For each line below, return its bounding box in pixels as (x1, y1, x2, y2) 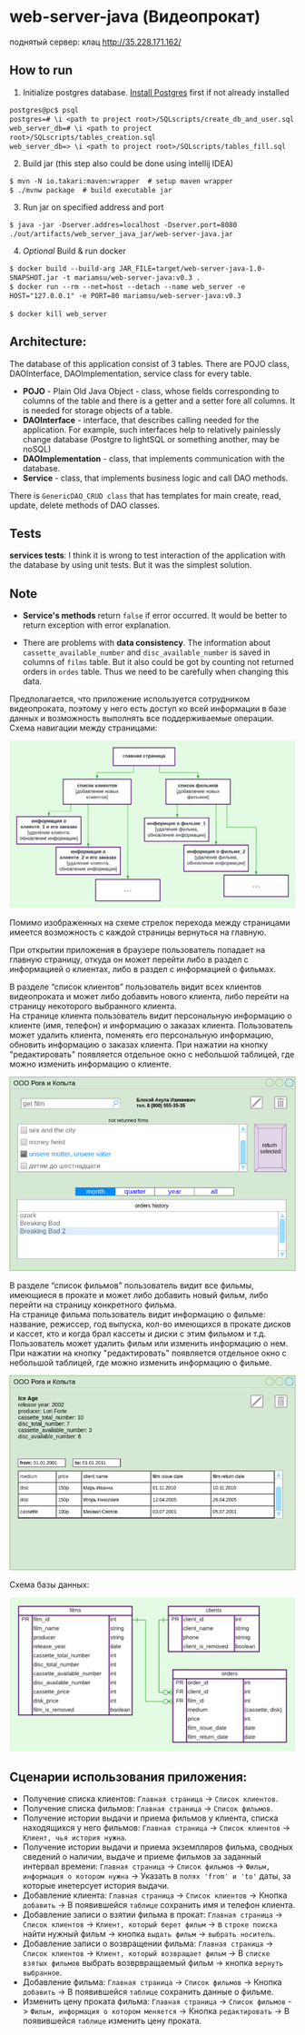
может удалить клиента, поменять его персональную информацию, (9, 1029, 274, 1040)
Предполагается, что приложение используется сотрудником (9, 693, 251, 705)
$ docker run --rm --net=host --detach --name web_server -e (9, 282, 246, 292)
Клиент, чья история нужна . (22, 1832, 127, 1843)
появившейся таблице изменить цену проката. (22, 2015, 202, 2027)
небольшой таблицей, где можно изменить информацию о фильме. (9, 1357, 272, 1368)
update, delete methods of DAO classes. (9, 500, 161, 511)
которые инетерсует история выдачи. (22, 1881, 170, 1891)
